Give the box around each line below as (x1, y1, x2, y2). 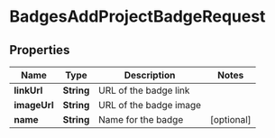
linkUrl (14, 84, 43, 97)
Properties (9, 42, 70, 58)
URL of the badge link (98, 84, 190, 97)
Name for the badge (98, 114, 184, 125)
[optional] (209, 114, 252, 125)
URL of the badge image (98, 99, 201, 111)
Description (124, 69, 176, 81)
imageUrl (14, 99, 54, 111)
